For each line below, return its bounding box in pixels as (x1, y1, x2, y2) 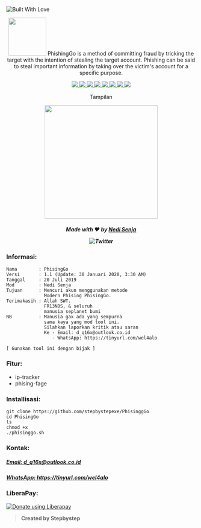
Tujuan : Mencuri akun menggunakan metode (6, 288, 128, 294)
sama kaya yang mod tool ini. (44, 319, 120, 326)
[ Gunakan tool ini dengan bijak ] (6, 346, 96, 352)
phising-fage (14, 379, 47, 387)
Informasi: (6, 253, 37, 261)
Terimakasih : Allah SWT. (6, 298, 71, 304)
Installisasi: (6, 394, 41, 403)
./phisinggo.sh (6, 430, 45, 436)
